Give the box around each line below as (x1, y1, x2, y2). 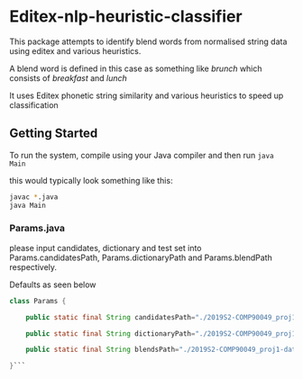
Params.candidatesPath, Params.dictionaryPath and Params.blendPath (9, 252, 272, 263)
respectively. (9, 261, 57, 272)
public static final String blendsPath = (25, 345, 179, 355)
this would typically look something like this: (9, 175, 173, 185)
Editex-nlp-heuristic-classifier (9, 6, 243, 27)
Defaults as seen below (9, 279, 96, 290)
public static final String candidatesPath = (25, 312, 196, 321)
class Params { (9, 296, 67, 305)
